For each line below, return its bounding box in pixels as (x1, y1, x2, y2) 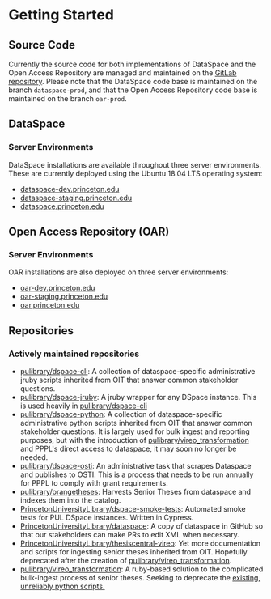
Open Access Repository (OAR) (8, 225, 170, 239)
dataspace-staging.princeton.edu (19, 193, 133, 202)
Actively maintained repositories (8, 348, 140, 359)
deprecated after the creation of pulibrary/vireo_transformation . (19, 556, 232, 566)
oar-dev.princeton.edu (19, 283, 95, 293)
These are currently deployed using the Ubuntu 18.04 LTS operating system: (8, 168, 263, 178)
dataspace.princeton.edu (19, 201, 104, 211)
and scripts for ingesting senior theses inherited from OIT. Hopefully (19, 547, 248, 557)
